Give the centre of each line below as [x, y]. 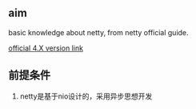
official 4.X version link [46, 48]
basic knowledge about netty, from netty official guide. [99, 32]
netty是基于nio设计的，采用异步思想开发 [86, 96]
